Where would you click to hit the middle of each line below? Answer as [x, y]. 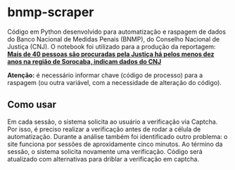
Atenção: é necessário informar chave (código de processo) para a [105, 75]
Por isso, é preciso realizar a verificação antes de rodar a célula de [104, 129]
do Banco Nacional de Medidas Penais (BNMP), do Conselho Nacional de [114, 39]
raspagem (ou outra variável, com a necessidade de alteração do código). [114, 82]
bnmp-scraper [51, 12]
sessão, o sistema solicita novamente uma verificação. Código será [105, 151]
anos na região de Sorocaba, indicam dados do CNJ [84, 61]
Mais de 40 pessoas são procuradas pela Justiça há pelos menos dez [111, 54]
